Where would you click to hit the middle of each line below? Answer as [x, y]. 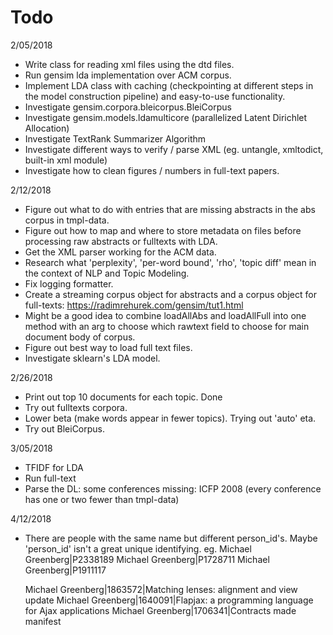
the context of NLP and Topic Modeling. [107, 273]
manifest [43, 621]
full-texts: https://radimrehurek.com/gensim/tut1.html [134, 305]
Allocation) [47, 128]
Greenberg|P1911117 [65, 570]
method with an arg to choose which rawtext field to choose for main [167, 326]
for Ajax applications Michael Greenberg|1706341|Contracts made [160, 610]
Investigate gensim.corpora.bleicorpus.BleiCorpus [128, 107]
